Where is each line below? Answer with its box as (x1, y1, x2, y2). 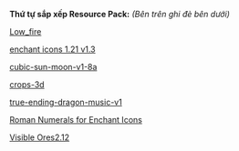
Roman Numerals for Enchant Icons (9, 115, 143, 125)
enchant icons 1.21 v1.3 (9, 44, 96, 55)
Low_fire (9, 26, 42, 36)
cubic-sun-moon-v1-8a (9, 62, 98, 72)
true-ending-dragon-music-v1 (9, 96, 123, 107)
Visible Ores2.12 (9, 132, 70, 143)
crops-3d (9, 79, 45, 90)
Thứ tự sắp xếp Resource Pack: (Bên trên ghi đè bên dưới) (9, 9, 231, 19)
